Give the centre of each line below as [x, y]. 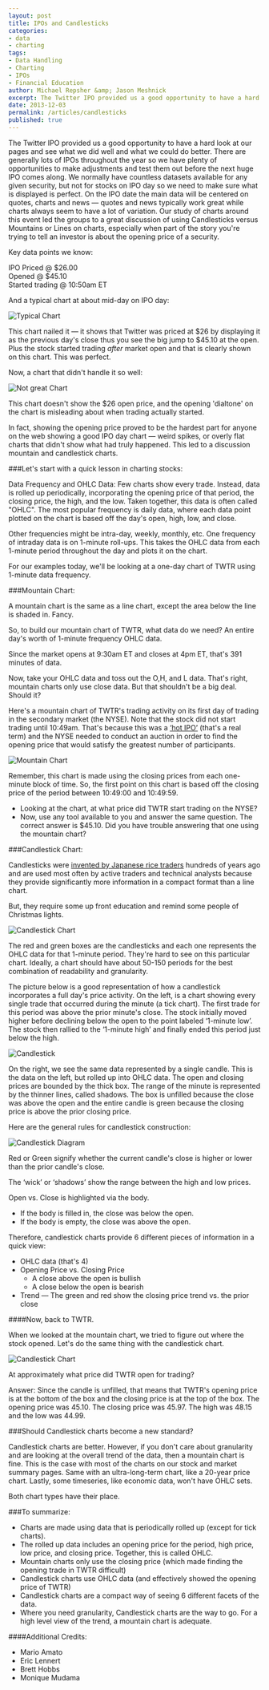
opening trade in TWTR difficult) [73, 1570]
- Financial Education [46, 83]
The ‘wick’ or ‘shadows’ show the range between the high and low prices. [130, 1182]
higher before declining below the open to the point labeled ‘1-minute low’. [130, 1021]
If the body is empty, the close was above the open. [105, 1221]
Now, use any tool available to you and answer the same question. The [136, 817]
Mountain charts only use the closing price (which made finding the [131, 1561]
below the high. [34, 1037]
